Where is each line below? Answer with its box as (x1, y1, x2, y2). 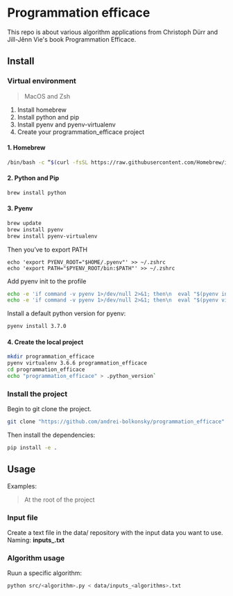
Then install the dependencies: (7, 431, 96, 439)
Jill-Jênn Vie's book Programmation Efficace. (7, 35, 137, 43)
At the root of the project (24, 495, 95, 504)
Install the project (7, 389, 68, 399)
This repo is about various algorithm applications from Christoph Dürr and (7, 28, 218, 36)
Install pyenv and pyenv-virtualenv (17, 120, 116, 129)
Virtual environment (7, 76, 76, 86)
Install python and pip (17, 113, 80, 121)
